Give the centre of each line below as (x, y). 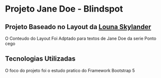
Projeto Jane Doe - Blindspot (64, 9)
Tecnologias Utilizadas (40, 59)
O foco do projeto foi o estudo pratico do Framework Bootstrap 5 (70, 70)
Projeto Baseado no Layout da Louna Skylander (78, 27)
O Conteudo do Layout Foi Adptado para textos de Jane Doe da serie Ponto (81, 38)
